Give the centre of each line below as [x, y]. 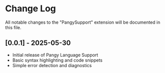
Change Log [30, 9]
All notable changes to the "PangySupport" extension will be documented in [83, 22]
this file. [13, 27]
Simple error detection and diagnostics [52, 65]
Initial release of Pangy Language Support [55, 55]
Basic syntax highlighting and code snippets [57, 60]
